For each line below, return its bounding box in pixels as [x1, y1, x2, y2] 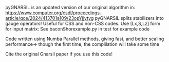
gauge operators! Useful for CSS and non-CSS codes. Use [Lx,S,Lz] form [5, 20, 161, 26]
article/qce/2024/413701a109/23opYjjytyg [5, 15, 94, 21]
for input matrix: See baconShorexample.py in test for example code [5, 26, 150, 32]
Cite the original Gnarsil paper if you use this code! [5, 51, 113, 57]
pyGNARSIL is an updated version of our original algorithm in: [5, 5, 135, 10]
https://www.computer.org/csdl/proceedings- [5, 10, 102, 16]
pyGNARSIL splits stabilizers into [95, 15, 164, 21]
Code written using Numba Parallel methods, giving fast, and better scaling [5, 36, 164, 42]
